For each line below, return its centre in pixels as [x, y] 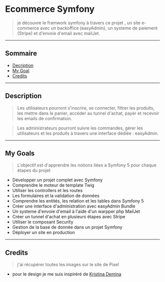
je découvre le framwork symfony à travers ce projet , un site [79, 23]
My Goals [20, 153]
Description [23, 96]
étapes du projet [34, 170]
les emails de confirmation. [44, 118]
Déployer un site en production [43, 233]
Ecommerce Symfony [50, 9]
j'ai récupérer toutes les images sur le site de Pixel [68, 265]
